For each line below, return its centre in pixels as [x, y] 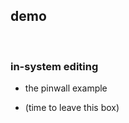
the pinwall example [66, 88]
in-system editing [54, 66]
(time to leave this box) [72, 108]
